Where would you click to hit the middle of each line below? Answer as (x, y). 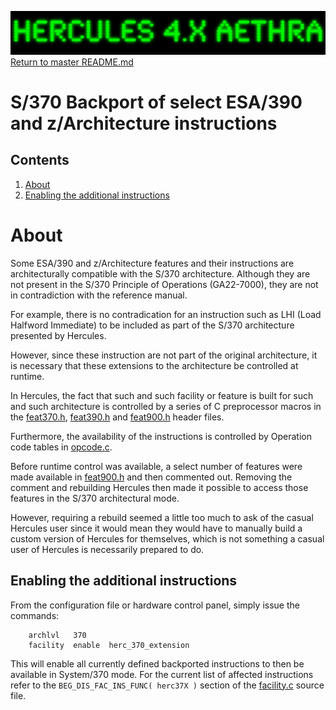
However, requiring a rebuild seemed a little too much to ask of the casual (162, 517)
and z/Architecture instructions (144, 123)
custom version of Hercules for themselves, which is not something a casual (167, 538)
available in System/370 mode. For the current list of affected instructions (162, 674)
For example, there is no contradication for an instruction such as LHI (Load (166, 314)
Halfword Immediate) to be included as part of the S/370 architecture (152, 325)
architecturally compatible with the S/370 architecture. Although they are (160, 273)
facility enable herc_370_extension (109, 645)
